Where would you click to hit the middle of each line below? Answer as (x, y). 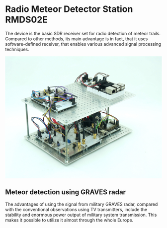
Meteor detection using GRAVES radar (65, 192)
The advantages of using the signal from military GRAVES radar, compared (82, 204)
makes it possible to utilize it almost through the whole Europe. (69, 220)
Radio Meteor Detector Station (69, 9)
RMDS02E (27, 20)
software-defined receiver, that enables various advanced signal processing (83, 44)
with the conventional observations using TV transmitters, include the (76, 209)
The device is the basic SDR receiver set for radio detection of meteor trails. (83, 33)
